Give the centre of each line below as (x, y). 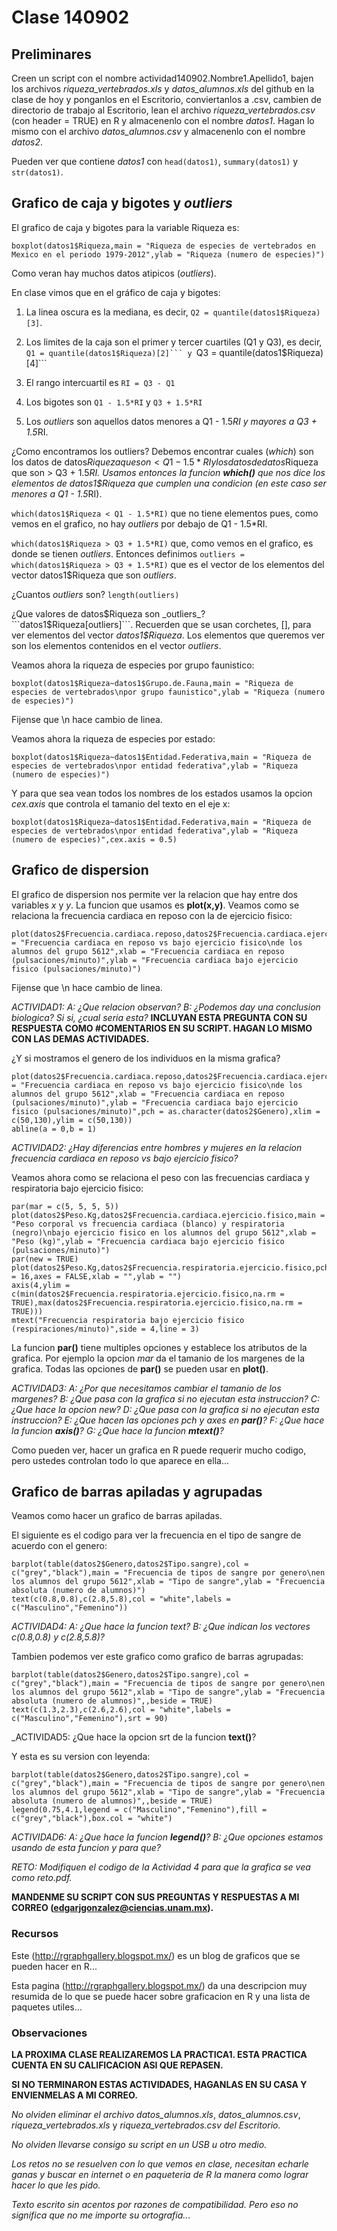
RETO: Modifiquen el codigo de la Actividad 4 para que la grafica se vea (161, 1867)
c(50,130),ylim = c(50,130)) (72, 1120)
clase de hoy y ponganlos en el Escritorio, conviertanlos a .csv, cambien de (166, 99)
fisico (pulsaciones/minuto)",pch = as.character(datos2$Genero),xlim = (166, 1111)
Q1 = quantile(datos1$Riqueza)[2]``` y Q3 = (121, 352)
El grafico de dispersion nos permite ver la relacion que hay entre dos (154, 894)
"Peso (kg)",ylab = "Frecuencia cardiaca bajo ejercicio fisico (148, 1241)
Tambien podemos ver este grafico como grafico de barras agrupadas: (157, 1657)
